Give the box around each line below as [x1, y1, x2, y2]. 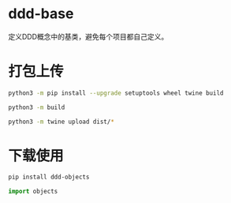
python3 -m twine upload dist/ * [8, 118, 114, 126]
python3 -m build [8, 103, 65, 111]
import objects [8, 187, 58, 196]
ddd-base [8, 5, 74, 23]
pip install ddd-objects [8, 173, 90, 182]
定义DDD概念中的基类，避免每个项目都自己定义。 [8, 32, 169, 41]
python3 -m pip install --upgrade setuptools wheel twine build [8, 88, 224, 97]
